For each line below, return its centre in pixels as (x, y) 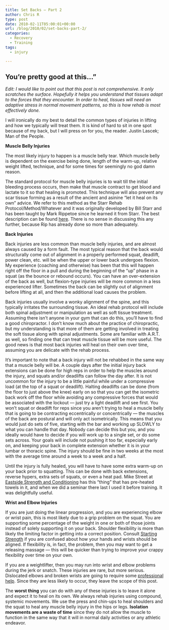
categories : (18, 33)
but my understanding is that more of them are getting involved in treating (82, 329)
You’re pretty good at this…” (51, 77)
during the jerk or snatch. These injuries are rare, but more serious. (75, 571)
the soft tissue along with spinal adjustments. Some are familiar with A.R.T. (83, 334)
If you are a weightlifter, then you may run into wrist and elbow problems (80, 565)
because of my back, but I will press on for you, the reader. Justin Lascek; (82, 131)
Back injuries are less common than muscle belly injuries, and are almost (81, 244)
